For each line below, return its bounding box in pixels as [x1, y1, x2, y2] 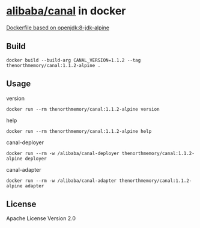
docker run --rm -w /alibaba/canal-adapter [6, 178, 117, 184]
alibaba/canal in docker [6, 4, 126, 18]
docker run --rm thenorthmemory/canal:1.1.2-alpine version [6, 106, 160, 112]
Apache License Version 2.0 [6, 215, 76, 222]
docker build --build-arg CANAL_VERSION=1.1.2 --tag [6, 57, 141, 63]
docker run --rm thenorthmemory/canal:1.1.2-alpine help [6, 128, 152, 134]
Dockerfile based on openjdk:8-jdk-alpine [6, 24, 110, 31]
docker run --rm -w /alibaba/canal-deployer [6, 150, 120, 156]
